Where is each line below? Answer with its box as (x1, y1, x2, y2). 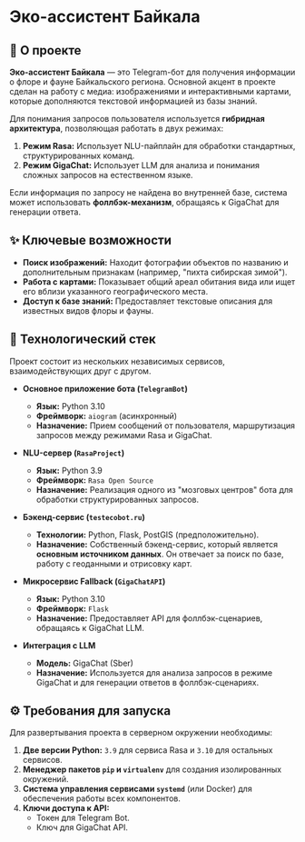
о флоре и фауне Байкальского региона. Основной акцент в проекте (9, 76, 276, 87)
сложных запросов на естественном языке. (22, 170, 193, 180)
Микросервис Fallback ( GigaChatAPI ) (22, 576, 166, 586)
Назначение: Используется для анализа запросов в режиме (35, 667, 273, 678)
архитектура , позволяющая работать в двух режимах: (9, 123, 224, 134)
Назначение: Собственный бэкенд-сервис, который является (35, 538, 279, 549)
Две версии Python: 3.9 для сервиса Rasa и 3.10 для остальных (22, 745, 274, 756)
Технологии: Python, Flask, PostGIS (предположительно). (35, 529, 260, 540)
